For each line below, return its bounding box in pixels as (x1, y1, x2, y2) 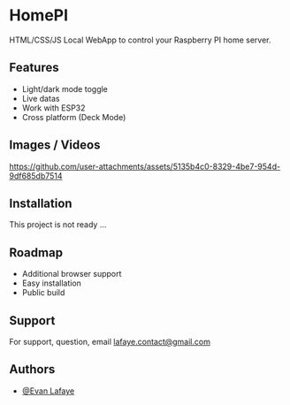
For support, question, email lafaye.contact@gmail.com (9, 337, 210, 347)
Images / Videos (9, 138, 101, 153)
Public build (21, 287, 65, 298)
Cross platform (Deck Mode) (21, 111, 126, 122)
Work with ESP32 (21, 103, 86, 113)
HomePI (9, 5, 69, 26)
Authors (9, 362, 56, 377)
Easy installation (21, 278, 82, 288)
